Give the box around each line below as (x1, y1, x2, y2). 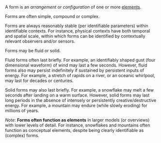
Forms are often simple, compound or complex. (5, 14, 100, 19)
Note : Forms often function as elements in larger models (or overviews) (5, 117, 150, 123)
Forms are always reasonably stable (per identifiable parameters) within (5, 23, 149, 29)
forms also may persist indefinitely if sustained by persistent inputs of (5, 67, 145, 73)
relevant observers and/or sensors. (5, 38, 75, 44)
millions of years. (5, 108, 39, 113)
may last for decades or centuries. (5, 78, 74, 83)
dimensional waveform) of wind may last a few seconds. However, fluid (5, 63, 147, 68)
